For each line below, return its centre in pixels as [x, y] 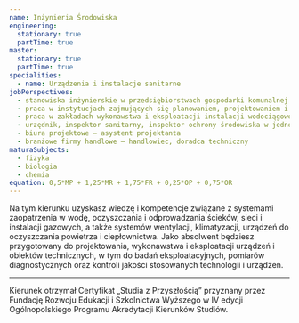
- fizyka [33, 158]
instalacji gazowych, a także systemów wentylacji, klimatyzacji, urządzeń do [149, 227]
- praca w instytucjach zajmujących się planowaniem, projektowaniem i [153, 109]
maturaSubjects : [39, 149]
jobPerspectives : [41, 92]
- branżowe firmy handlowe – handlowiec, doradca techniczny [133, 141]
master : [24, 51]
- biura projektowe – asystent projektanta [99, 133]
